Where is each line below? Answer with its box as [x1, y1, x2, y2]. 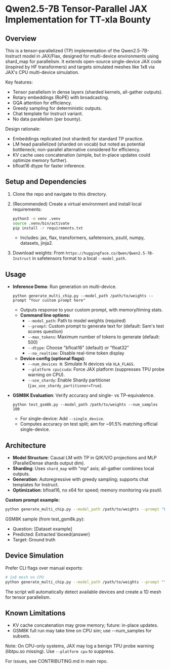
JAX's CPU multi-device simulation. [5, 69, 79, 75]
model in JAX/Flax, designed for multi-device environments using [22, 53, 159, 59]
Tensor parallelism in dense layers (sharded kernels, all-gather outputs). [12, 89, 163, 95]
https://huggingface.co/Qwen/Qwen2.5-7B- [65, 251, 154, 256]
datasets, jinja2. [20, 240, 53, 246]
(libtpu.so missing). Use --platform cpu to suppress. [5, 648, 115, 654]
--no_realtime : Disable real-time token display [27, 350, 125, 356]
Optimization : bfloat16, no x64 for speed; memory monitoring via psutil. [12, 487, 163, 493]
